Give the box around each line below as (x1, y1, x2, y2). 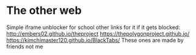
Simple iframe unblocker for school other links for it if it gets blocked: (6, 24, 180, 31)
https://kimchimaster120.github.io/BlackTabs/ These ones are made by (6, 36, 184, 44)
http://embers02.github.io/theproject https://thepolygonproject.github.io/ (6, 30, 190, 37)
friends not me (6, 43, 43, 50)
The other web (6, 4, 82, 18)
